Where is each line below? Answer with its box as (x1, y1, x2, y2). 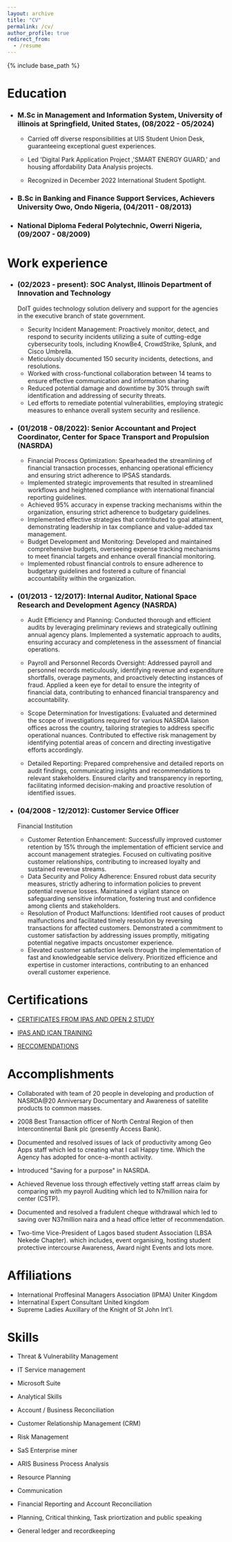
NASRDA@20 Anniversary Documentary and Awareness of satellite (17, 1096, 209, 1105)
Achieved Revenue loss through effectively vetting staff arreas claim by (17, 1180, 220, 1188)
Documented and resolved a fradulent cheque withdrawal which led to (17, 1207, 217, 1216)
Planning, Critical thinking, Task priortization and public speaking (17, 1514, 202, 1522)
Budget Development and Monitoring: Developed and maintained (27, 538, 213, 546)
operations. (27, 645, 60, 654)
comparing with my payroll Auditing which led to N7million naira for (17, 1186, 209, 1195)
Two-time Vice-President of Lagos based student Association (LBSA (17, 1228, 212, 1237)
